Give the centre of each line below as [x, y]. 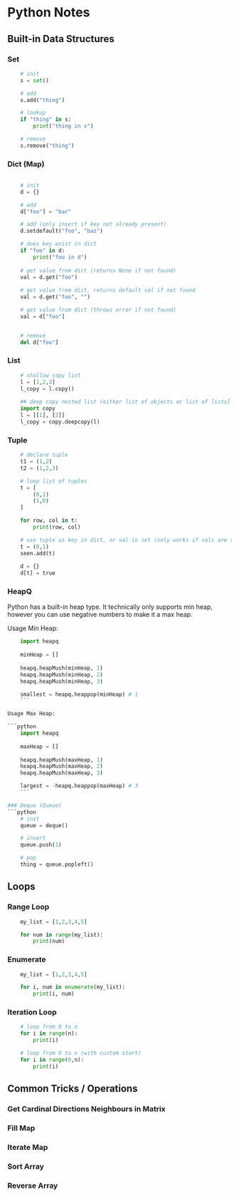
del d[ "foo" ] [39, 342]
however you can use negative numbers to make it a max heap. [100, 615]
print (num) [49, 941]
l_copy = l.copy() [47, 389]
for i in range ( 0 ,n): [52, 1060]
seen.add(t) [38, 553]
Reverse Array [33, 1186]
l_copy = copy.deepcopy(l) [60, 422]
